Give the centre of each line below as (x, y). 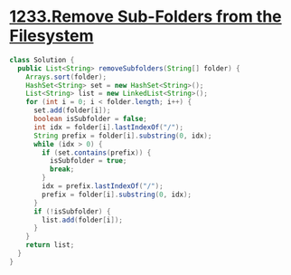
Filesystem (52, 36)
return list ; (50, 245)
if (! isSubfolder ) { (72, 211)
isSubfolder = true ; (88, 161)
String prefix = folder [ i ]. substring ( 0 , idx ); (122, 136)
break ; (62, 169)
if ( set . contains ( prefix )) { (97, 152)
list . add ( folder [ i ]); (83, 220)
